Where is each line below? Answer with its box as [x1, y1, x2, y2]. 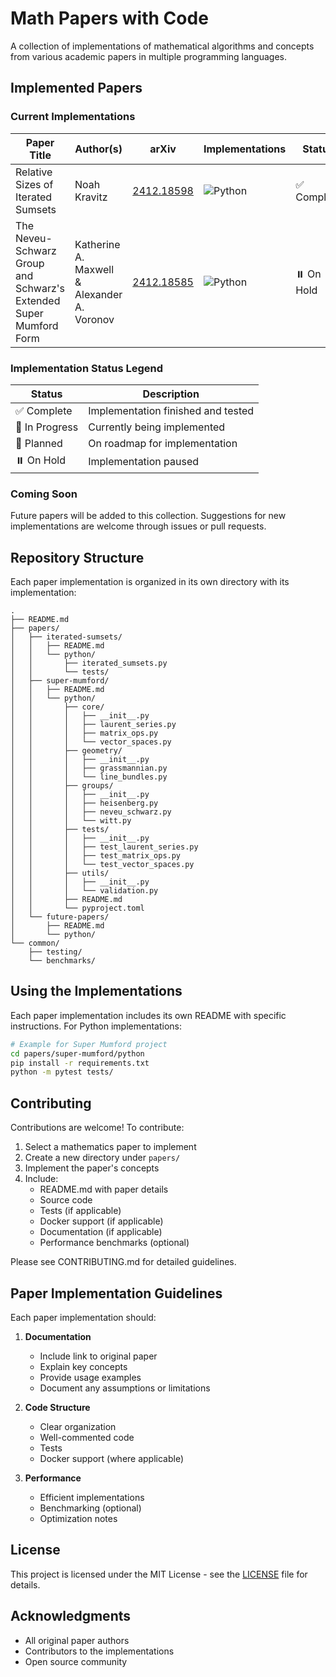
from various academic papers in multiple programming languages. [10, 50, 287, 62]
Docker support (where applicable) [39, 1452, 185, 1464]
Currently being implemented [88, 420, 226, 434]
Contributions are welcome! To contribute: [10, 1122, 185, 1134]
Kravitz [74, 190, 108, 204]
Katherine [74, 237, 121, 251]
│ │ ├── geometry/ [10, 746, 123, 756]
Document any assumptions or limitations [39, 1382, 211, 1394]
